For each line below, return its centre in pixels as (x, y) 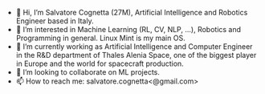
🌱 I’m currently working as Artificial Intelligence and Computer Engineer (134, 47)
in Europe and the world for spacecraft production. (100, 63)
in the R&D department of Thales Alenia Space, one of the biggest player (136, 55)
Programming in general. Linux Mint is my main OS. (101, 38)
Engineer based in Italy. (55, 21)
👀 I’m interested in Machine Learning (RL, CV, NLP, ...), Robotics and (128, 29)
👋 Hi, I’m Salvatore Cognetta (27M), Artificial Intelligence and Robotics (132, 12)
